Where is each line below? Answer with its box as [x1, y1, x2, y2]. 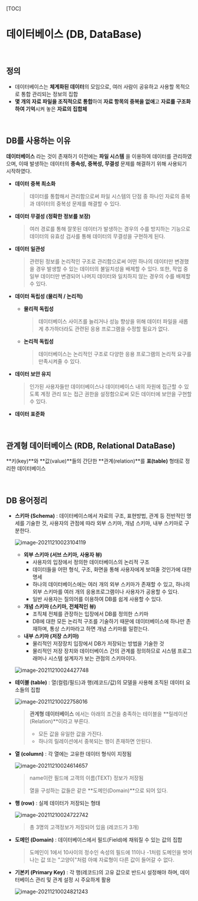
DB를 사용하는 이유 [6, 136, 71, 146]
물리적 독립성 [23, 305, 54, 312]
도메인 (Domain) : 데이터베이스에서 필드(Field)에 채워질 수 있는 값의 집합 [14, 836, 183, 844]
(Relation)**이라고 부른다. [29, 718, 90, 725]
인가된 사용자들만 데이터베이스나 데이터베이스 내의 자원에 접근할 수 [29, 383, 183, 390]
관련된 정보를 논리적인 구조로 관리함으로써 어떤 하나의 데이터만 [29, 258, 173, 265]
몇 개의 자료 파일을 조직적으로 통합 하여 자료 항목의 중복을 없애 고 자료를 [14, 98, 176, 105]
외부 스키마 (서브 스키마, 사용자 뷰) [23, 551, 102, 559]
